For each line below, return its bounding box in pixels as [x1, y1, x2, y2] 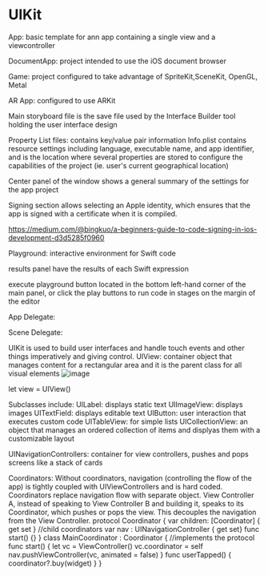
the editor [8, 296, 41, 306]
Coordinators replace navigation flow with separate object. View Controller [8, 490, 254, 500]
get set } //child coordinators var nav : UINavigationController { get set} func [8, 524, 260, 534]
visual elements [8, 369, 60, 378]
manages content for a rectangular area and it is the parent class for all [8, 360, 242, 369]
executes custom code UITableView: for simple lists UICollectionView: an [8, 417, 248, 426]
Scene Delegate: [8, 327, 63, 337]
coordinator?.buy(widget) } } [8, 558, 102, 568]
